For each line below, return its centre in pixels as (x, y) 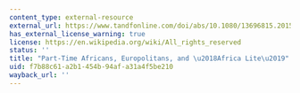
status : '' (29, 50)
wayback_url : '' (39, 75)
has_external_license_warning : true (77, 34)
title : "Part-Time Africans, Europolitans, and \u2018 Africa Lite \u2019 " (150, 58)
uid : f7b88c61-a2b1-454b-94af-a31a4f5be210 (92, 67)
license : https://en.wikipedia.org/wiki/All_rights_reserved (125, 42)
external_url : (36, 26)
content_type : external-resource (71, 17)
